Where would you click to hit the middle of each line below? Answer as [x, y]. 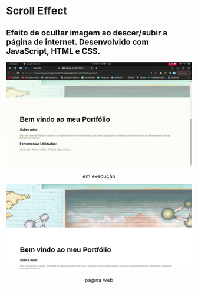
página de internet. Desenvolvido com [77, 42]
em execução [99, 176]
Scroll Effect [37, 11]
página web [99, 280]
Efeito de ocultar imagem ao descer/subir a [87, 33]
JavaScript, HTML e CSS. [53, 51]
